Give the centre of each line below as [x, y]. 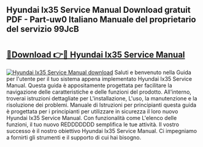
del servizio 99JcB [43, 29]
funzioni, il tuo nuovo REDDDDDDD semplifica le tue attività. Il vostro [93, 124]
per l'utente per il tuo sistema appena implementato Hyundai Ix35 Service [99, 79]
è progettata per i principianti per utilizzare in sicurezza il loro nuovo [92, 111]
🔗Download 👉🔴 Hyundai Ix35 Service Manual [96, 55]
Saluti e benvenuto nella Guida [153, 72]
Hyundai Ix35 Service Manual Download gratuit [99, 10]
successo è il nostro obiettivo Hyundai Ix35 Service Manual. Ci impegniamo [102, 131]
